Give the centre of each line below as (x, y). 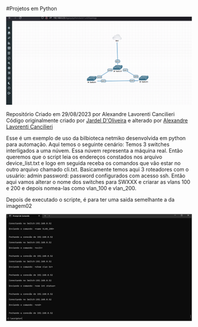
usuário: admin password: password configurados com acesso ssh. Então (96, 176)
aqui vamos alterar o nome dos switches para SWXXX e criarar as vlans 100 (98, 181)
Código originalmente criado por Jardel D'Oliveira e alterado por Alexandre (97, 120)
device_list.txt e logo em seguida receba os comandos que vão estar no (93, 163)
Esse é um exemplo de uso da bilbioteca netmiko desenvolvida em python (96, 138)
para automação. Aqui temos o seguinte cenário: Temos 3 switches (88, 144)
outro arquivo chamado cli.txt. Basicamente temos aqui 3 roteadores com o (98, 169)
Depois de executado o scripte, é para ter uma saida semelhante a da (90, 199)
